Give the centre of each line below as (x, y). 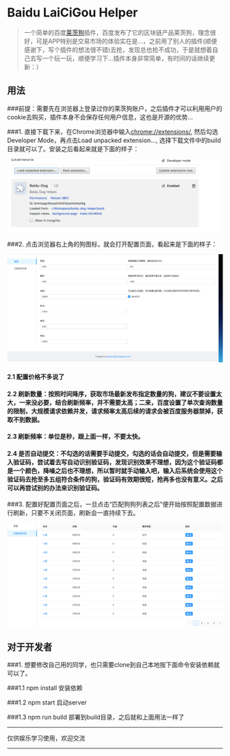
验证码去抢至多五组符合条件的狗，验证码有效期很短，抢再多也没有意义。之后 (115, 479)
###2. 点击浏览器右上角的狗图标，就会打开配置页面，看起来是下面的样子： (112, 244)
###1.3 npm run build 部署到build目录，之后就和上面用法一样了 (96, 717)
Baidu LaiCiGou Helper (73, 13)
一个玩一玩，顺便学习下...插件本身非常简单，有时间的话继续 (126, 58)
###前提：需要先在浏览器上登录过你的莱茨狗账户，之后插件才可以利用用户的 (115, 108)
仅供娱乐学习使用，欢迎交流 (46, 738)
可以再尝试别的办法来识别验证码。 (55, 488)
